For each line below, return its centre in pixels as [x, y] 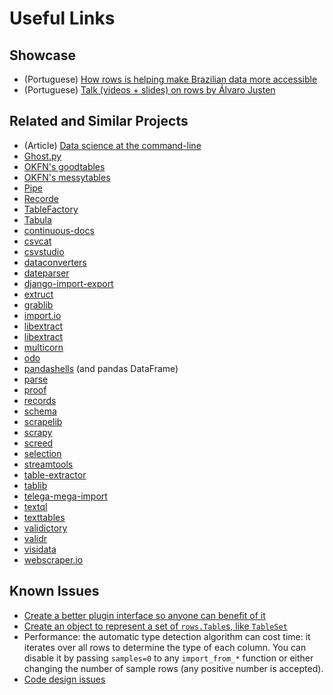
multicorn [43, 347]
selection [42, 453]
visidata [40, 549]
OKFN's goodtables [64, 166]
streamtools [48, 464]
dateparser [46, 273]
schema [40, 411]
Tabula [37, 219]
